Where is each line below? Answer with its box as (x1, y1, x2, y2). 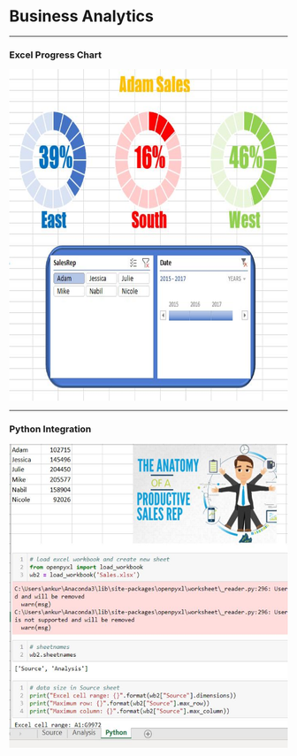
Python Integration (9, 423, 92, 435)
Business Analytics (9, 6, 155, 27)
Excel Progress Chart (9, 49, 102, 61)
